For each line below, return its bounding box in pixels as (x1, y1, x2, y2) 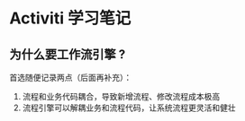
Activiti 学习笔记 (9, 8, 132, 29)
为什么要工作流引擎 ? (9, 47, 126, 62)
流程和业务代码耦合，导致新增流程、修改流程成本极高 (22, 91, 221, 101)
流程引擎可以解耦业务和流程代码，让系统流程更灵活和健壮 (22, 102, 236, 113)
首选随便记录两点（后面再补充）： (9, 73, 132, 82)
